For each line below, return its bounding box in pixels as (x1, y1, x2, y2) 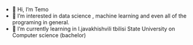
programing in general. (12, 19, 70, 26)
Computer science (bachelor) (12, 32, 86, 39)
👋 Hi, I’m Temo (12, 6, 49, 13)
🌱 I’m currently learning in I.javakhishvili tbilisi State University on (12, 25, 175, 32)
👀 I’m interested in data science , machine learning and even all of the (12, 12, 187, 19)
